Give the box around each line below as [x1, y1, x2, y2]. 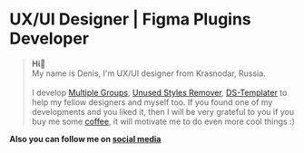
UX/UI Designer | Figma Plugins [9, 9, 251, 30]
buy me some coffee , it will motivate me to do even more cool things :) [31, 116, 295, 127]
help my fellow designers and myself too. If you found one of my [31, 96, 273, 108]
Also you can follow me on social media [9, 133, 162, 144]
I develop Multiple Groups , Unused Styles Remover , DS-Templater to [31, 87, 288, 98]
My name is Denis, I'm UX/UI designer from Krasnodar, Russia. [31, 68, 266, 79]
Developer [9, 28, 89, 49]
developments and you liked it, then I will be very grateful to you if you [31, 106, 295, 117]
